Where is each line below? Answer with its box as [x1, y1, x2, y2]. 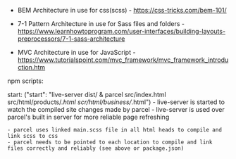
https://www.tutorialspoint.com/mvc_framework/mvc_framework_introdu [17, 56, 229, 64]
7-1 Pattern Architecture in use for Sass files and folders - [17, 20, 185, 27]
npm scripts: [7, 77, 44, 85]
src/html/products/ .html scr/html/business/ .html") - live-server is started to [7, 98, 225, 106]
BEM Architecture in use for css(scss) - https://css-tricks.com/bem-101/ [17, 6, 227, 14]
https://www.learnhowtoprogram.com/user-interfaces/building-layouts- [17, 27, 226, 35]
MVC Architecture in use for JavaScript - [17, 49, 136, 56]
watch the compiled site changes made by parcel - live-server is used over [7, 106, 225, 113]
